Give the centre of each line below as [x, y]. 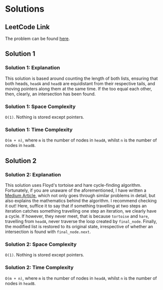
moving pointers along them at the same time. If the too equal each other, [79, 89]
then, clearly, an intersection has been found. [50, 94]
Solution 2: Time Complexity [39, 268]
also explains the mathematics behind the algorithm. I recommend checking [81, 200]
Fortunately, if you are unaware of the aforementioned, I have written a [76, 190]
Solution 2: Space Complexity [41, 244]
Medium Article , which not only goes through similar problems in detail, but [80, 195]
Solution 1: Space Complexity [40, 107]
